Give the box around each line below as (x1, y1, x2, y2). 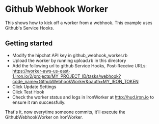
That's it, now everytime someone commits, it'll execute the (5, 109, 126, 115)
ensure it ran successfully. (12, 99, 66, 105)
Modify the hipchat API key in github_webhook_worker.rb (12, 52, 128, 58)
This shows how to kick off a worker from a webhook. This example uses (5, 20, 153, 26)
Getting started (5, 39, 53, 48)
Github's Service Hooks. (5, 25, 54, 31)
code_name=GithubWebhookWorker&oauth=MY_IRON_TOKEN (12, 78, 139, 84)
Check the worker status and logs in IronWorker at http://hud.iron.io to (12, 94, 154, 100)
